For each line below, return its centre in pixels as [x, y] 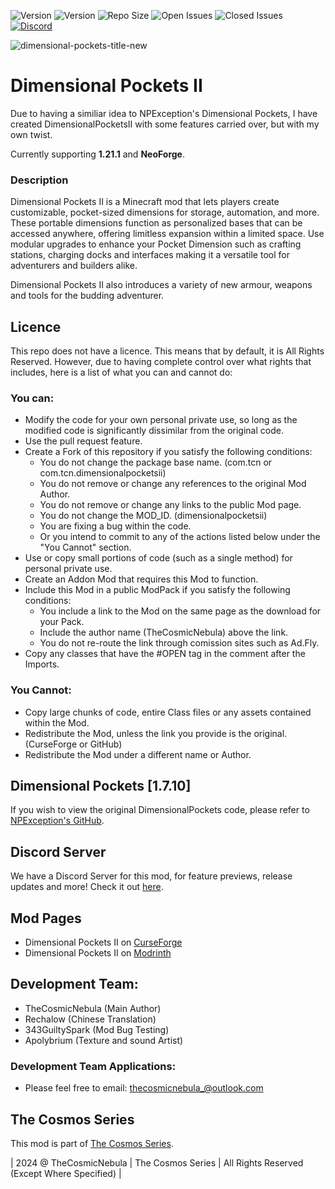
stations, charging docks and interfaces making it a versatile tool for [150, 255]
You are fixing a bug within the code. [115, 526]
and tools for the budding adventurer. [87, 296]
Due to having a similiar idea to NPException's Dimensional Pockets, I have [164, 113]
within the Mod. [57, 722]
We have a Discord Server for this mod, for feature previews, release [151, 876]
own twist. [31, 134]
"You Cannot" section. [85, 547]
